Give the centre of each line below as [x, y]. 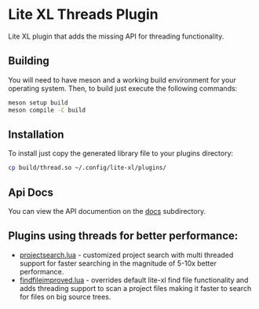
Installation [36, 134]
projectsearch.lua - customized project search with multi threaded [126, 255]
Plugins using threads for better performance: [123, 236]
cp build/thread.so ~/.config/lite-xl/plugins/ [88, 168]
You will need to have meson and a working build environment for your [122, 79]
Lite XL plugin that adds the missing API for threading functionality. [116, 36]
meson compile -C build [47, 110]
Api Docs [31, 192]
